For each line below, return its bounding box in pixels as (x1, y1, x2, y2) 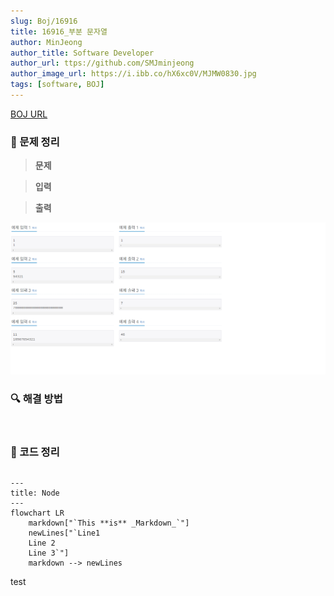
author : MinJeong (10, 37, 83, 47)
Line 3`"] (28, 548, 70, 559)
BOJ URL (10, 108, 48, 120)
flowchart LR (10, 508, 65, 519)
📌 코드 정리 (10, 445, 60, 459)
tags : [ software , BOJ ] (10, 80, 105, 90)
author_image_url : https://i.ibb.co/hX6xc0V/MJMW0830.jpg (10, 69, 257, 79)
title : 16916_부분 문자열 (10, 26, 108, 37)
